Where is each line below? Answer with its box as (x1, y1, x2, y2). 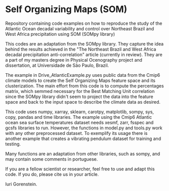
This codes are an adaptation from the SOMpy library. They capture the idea (5, 40, 164, 46)
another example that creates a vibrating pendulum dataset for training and (5, 135, 161, 141)
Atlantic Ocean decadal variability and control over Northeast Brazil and (5, 25, 154, 31)
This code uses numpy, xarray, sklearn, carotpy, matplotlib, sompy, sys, (5, 109, 154, 115)
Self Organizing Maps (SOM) (5, 4, 128, 15)
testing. (5, 140, 21, 147)
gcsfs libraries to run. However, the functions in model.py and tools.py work (5, 125, 163, 131)
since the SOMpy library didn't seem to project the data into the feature (5, 93, 153, 100)
